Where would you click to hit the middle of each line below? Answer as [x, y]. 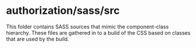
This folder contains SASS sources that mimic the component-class [87, 27]
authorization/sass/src [63, 11]
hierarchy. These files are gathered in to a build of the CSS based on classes [98, 32]
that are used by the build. [37, 39]
